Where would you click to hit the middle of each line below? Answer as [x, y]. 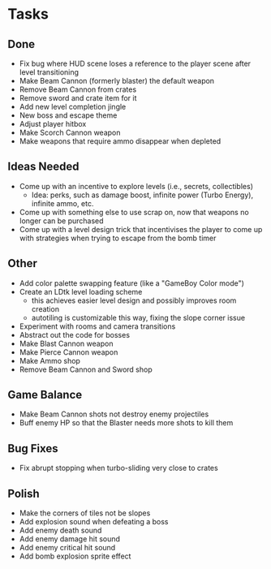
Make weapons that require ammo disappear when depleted [120, 141]
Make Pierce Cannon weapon [69, 352]
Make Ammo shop [49, 360]
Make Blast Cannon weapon [66, 343]
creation [45, 308]
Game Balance [45, 395]
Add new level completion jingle [73, 107]
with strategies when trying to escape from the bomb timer [118, 238]
